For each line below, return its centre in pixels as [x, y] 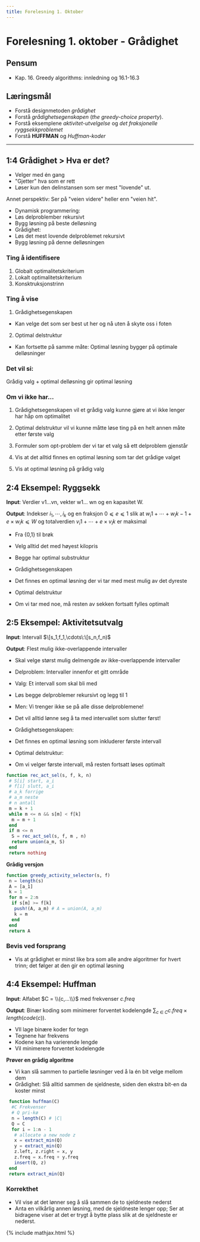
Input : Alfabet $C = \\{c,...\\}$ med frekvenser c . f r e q [71, 998]
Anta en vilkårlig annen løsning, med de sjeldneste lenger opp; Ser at [99, 1208]
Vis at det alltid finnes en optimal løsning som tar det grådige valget [97, 457]
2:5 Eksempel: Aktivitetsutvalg [65, 622]
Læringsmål [29, 96]
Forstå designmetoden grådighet [55, 110]
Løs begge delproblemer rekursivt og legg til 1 [71, 695]
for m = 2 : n [24, 897]
